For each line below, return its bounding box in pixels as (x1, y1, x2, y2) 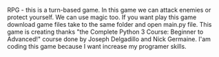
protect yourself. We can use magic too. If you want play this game (7, 13, 197, 21)
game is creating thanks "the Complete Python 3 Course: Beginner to (7, 27, 204, 36)
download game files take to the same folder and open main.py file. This (7, 21, 212, 28)
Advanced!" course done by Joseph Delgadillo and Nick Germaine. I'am (7, 35, 211, 43)
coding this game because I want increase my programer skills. (7, 43, 187, 50)
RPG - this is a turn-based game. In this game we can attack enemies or (7, 6, 211, 14)
